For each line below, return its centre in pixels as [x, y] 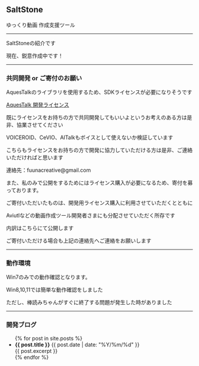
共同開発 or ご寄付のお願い [44, 78]
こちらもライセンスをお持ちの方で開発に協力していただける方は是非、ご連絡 [99, 150]
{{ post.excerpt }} [36, 351]
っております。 [24, 190]
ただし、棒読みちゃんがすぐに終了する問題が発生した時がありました [89, 302]
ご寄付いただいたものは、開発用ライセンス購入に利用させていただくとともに [99, 203]
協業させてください [40, 125]
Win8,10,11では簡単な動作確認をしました [55, 290]
